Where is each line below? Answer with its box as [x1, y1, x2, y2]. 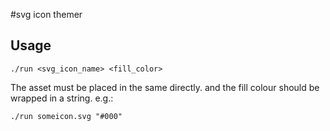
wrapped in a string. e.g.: [10, 92, 114, 104]
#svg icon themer [10, 9, 83, 20]
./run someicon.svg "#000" [10, 111, 123, 121]
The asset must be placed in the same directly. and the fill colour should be [10, 81, 320, 93]
